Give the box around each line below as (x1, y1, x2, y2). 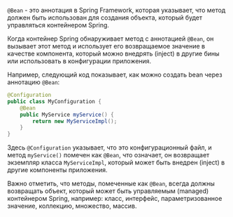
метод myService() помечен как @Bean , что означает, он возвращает (7, 151, 210, 159)
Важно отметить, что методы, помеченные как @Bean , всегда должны (7, 179, 216, 188)
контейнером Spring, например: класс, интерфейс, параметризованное (7, 195, 223, 203)
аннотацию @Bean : (7, 78, 60, 86)
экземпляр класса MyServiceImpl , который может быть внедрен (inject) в (7, 158, 225, 167)
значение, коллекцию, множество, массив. (7, 202, 138, 210)
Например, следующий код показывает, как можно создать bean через (7, 70, 223, 79)
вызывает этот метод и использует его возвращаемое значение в (7, 42, 205, 50)
